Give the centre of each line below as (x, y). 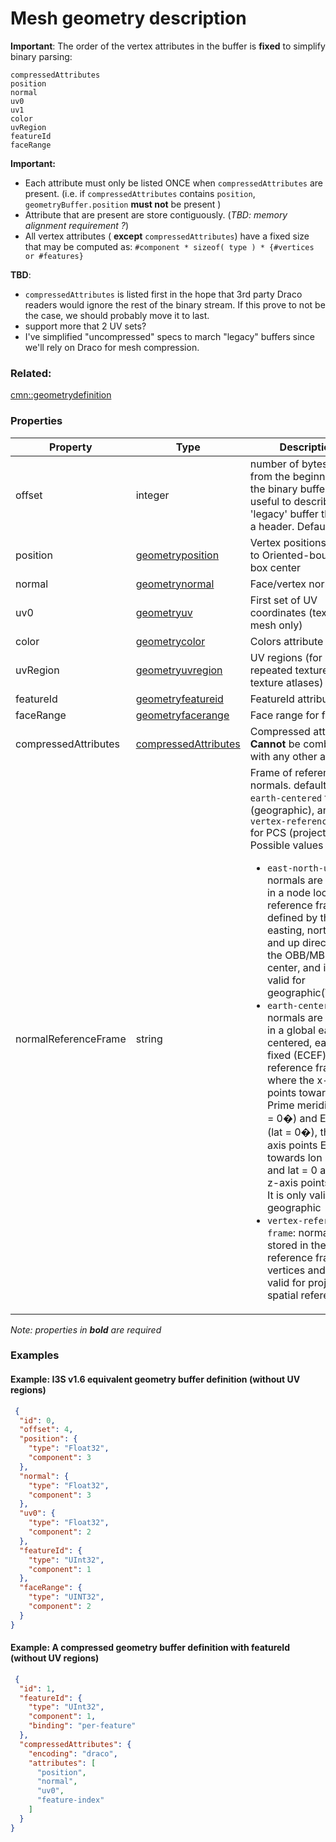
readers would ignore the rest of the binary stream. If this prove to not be (175, 304)
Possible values (286, 845)
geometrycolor (170, 641)
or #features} (54, 256)
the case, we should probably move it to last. (117, 315)
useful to (270, 501)
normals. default (288, 785)
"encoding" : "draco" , (73, 1753)
